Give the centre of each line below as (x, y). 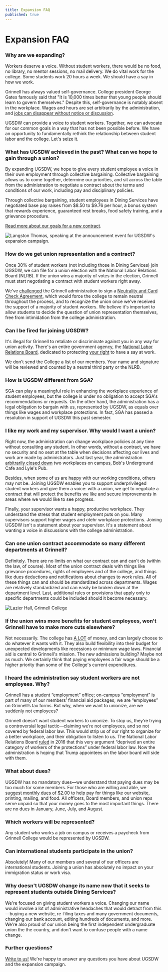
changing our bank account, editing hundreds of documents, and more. (79, 919)
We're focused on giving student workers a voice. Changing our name (77, 903)
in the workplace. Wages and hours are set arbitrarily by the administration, (83, 107)
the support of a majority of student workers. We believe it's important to (80, 306)
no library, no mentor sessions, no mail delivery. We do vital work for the (79, 71)
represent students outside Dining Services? (60, 892)
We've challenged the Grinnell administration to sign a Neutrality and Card (81, 291)
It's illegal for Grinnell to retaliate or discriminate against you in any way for (82, 341)
